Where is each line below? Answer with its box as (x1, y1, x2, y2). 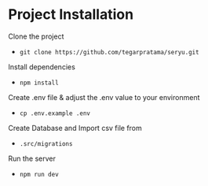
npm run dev (19, 170, 59, 178)
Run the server (8, 154, 57, 163)
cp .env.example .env (19, 109, 90, 117)
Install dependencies (8, 61, 76, 72)
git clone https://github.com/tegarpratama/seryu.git (19, 48, 199, 56)
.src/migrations (19, 139, 73, 147)
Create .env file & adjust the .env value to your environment (8, 92, 200, 102)
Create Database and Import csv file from (8, 123, 143, 132)
